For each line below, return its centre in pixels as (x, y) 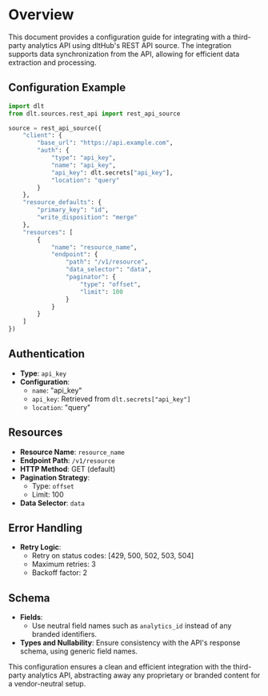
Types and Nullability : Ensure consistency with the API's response (130, 643)
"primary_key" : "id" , (73, 210)
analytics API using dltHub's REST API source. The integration (130, 45)
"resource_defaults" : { (62, 203)
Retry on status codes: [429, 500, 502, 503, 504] (113, 556)
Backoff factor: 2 (60, 573)
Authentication (47, 354)
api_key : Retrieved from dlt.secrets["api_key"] (111, 399)
